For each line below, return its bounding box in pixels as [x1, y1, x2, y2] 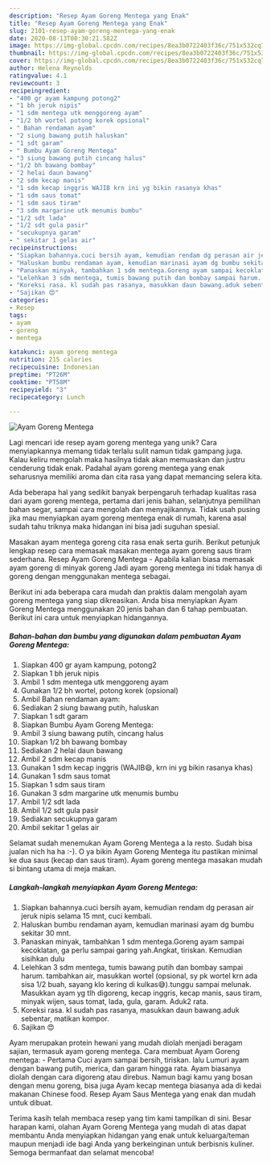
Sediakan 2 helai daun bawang [20, 746, 123, 755]
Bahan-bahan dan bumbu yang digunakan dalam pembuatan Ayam [9, 631, 242, 641]
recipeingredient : [9, 86, 71, 95]
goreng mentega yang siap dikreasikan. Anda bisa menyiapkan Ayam [9, 596, 238, 605]
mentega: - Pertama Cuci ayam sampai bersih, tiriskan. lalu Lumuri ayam [9, 1056, 249, 1065]
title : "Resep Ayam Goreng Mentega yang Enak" [9, 19, 168, 27]
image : [9, 42, 31, 50]
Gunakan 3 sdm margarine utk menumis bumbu [20, 788, 179, 798]
